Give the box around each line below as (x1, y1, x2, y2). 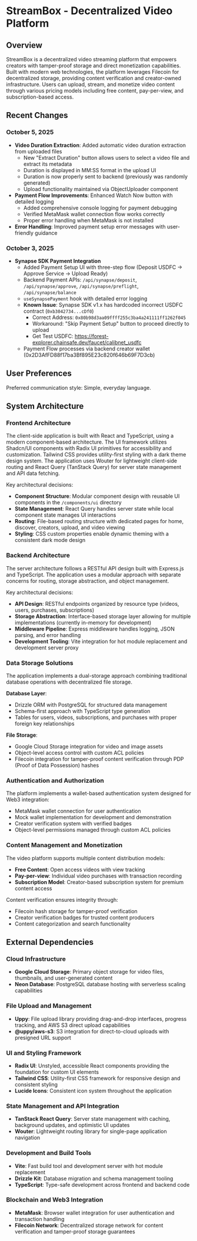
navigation (14, 1134, 41, 1141)
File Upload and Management (6, 1002, 92, 1010)
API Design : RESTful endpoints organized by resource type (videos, (14, 600, 179, 607)
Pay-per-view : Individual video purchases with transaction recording (14, 872, 182, 879)
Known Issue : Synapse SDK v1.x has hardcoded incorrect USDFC (23, 301, 183, 308)
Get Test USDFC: (32, 332, 74, 340)
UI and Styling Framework (6, 1049, 82, 1057)
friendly (14, 229, 34, 237)
